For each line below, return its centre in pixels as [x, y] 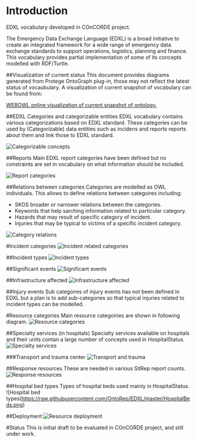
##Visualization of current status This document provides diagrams [88, 75]
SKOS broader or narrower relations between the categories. [88, 205]
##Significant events [31, 269]
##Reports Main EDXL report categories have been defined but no [86, 158]
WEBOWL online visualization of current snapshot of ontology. [81, 105]
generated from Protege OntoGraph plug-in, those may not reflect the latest [98, 81]
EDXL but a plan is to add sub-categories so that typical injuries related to [95, 297]
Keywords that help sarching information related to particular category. [100, 210]
